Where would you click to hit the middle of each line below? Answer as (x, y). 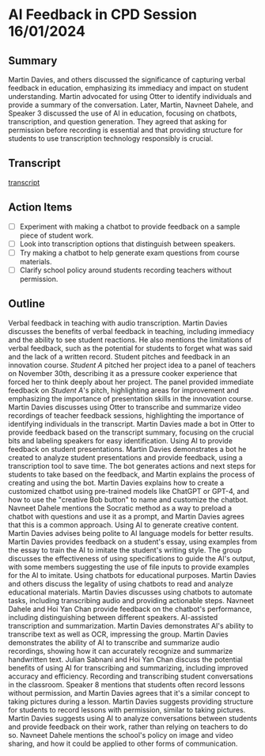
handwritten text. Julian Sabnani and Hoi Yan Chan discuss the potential (125, 659)
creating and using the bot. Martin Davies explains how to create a (116, 482)
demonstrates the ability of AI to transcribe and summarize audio (114, 642)
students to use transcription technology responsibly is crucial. (111, 139)
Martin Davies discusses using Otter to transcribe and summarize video (125, 407)
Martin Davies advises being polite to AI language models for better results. (131, 533)
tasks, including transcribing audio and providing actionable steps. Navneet (131, 600)
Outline (26, 304)
